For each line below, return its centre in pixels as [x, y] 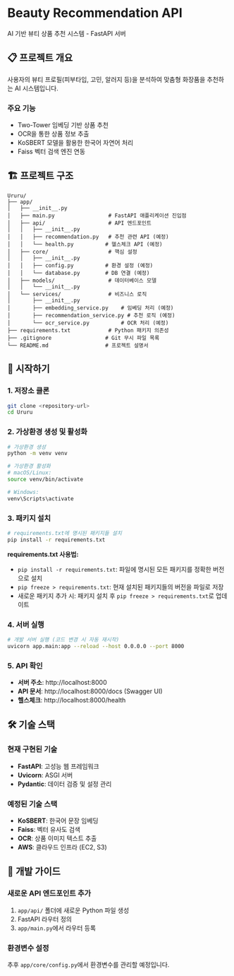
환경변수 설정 [28, 948]
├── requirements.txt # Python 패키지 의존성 [88, 330]
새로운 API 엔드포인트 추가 [49, 893]
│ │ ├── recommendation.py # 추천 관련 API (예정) [88, 237]
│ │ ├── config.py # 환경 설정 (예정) [80, 265]
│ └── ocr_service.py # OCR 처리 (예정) [88, 323]
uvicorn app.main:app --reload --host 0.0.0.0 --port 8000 [96, 646]
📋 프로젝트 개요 [40, 58]
